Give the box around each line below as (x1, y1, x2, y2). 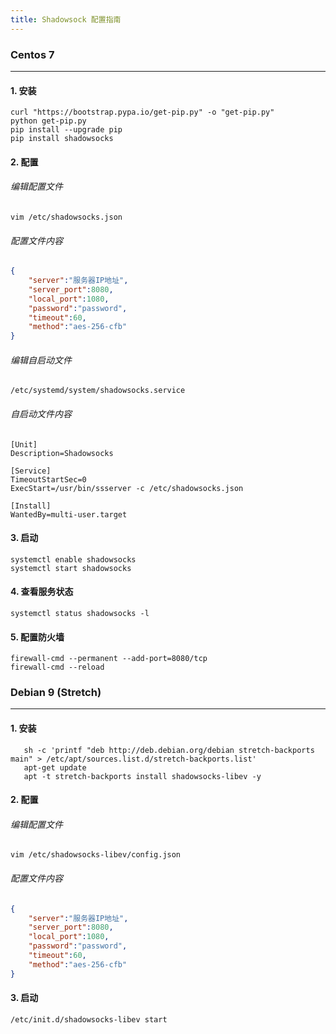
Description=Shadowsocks (10, 448, 114, 458)
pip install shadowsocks (10, 134, 114, 144)
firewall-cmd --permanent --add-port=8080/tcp (10, 654, 208, 664)
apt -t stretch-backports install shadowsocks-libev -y (23, 771, 262, 781)
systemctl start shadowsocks (10, 563, 132, 573)
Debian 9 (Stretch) (10, 686, 102, 700)
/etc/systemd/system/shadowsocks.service (10, 386, 186, 396)
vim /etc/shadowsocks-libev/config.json (10, 850, 182, 860)
